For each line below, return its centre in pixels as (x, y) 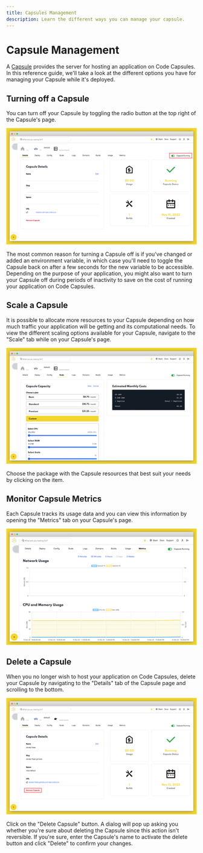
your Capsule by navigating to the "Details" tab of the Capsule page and (96, 683)
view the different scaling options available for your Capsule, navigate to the (101, 333)
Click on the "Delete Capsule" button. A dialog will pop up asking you (92, 824)
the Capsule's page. (31, 120)
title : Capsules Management (42, 13)
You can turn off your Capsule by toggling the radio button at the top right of (101, 113)
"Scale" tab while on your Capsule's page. (59, 339)
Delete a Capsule (39, 662)
